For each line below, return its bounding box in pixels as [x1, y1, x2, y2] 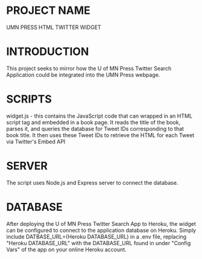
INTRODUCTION [6, 45, 89, 59]
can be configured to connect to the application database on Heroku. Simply [6, 226, 197, 234]
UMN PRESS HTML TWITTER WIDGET [6, 24, 101, 31]
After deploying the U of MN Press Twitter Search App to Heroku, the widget [6, 220, 196, 227]
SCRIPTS [6, 92, 52, 106]
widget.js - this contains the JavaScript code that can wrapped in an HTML [6, 112, 193, 120]
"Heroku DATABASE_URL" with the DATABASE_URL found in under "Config [6, 239, 191, 246]
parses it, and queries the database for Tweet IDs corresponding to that [6, 125, 184, 132]
